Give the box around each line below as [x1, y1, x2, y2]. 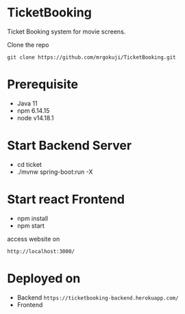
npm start [16, 221, 45, 230]
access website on [7, 235, 60, 243]
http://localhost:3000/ [7, 248, 75, 254]
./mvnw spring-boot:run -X [16, 168, 93, 176]
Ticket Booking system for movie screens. [7, 27, 126, 36]
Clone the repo [7, 40, 49, 49]
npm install [16, 214, 49, 222]
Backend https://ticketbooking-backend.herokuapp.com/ [16, 293, 180, 302]
